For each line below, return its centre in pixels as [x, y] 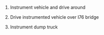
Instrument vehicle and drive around [48, 7]
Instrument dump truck [34, 27]
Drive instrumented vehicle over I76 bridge [55, 17]
